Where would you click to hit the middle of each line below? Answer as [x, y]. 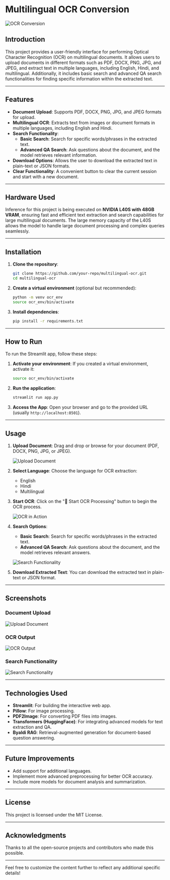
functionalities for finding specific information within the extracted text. [79, 79]
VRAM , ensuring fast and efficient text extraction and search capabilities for [85, 215]
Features [19, 99]
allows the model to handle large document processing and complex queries [85, 226]
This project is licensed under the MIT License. [54, 814]
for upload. [24, 117]
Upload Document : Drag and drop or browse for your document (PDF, [86, 446]
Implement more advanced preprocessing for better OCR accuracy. [83, 776]
